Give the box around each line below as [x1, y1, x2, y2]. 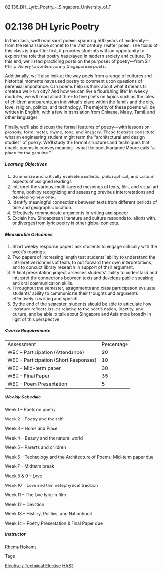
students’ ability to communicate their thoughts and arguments [12, 290, 138, 296]
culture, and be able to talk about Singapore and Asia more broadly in [12, 311, 152, 317]
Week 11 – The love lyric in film [5, 491, 66, 498]
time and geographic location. [12, 204, 72, 210]
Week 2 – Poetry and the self [5, 416, 63, 422]
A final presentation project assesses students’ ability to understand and [12, 269, 157, 275]
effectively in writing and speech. [12, 295, 79, 301]
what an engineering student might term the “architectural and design [5, 134, 145, 140]
